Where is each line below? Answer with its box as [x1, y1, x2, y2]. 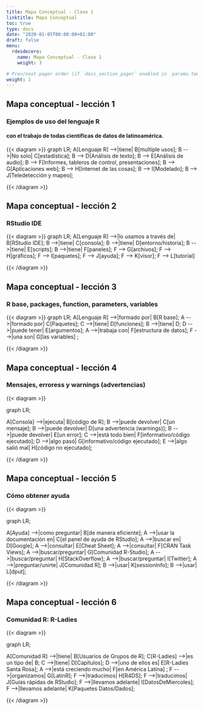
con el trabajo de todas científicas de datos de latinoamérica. [6, 132, 164, 140]
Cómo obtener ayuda [6, 492, 70, 500]
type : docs [6, 26, 34, 32]
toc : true [6, 20, 32, 26]
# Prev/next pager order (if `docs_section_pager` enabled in [6, 71, 167, 77]
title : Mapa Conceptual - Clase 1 [6, 9, 94, 15]
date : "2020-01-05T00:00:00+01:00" [6, 32, 97, 38]
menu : [6, 43, 20, 49]
